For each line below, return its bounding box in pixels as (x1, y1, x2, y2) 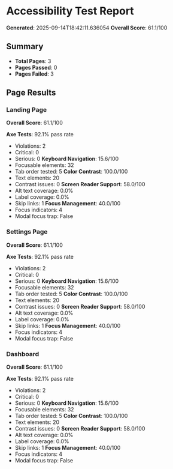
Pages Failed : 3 (14, 70, 54, 77)
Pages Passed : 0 (14, 64, 57, 71)
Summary (6, 41, 44, 52)
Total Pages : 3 (14, 57, 51, 64)
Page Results (6, 88, 56, 98)
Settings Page (6, 228, 48, 236)
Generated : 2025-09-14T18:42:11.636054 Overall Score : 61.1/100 (6, 24, 168, 31)
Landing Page (6, 106, 47, 114)
